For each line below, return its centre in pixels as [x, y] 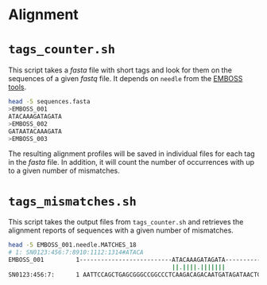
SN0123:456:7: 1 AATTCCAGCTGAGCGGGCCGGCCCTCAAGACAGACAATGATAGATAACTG [135, 275]
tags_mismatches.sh [72, 201]
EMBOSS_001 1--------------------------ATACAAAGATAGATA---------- [135, 260]
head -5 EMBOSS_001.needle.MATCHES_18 [72, 245]
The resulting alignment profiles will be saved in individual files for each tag [132, 154]
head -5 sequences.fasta [49, 102]
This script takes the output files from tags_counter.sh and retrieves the [126, 222]
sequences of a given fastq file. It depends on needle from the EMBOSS [126, 79]
